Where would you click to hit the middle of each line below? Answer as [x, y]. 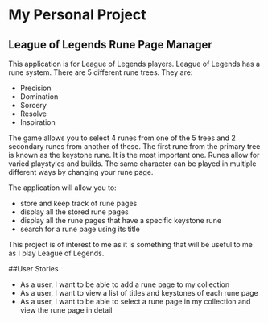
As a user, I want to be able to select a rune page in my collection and [135, 301]
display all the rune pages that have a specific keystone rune [121, 220]
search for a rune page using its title [80, 229]
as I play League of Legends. [56, 253]
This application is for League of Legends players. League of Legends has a [134, 64]
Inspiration [37, 122]
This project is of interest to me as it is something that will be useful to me [131, 244]
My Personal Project [77, 15]
